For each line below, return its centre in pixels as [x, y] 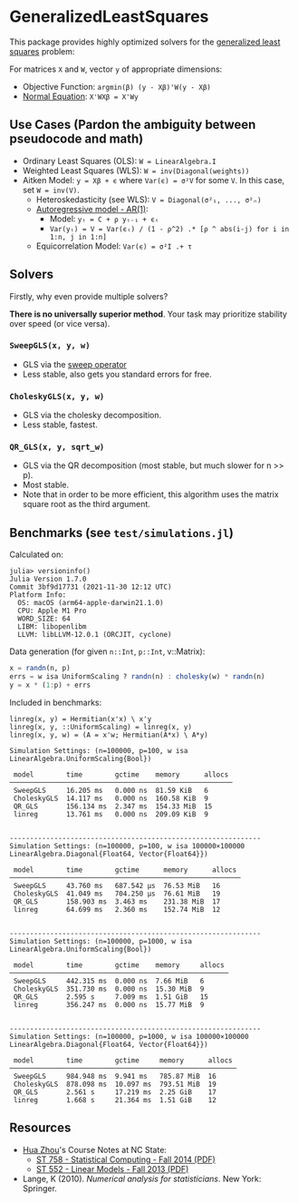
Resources [40, 1128]
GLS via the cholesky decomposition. [92, 416]
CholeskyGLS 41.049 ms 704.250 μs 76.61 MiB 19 [117, 894]
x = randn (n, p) [40, 669]
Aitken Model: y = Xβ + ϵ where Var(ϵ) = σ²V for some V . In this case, [154, 180]
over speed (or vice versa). [60, 323]
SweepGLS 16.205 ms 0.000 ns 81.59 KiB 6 [111, 790]
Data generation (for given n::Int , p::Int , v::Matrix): [107, 651]
